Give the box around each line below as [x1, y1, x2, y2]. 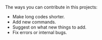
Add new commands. [12, 19, 56, 25]
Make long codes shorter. [12, 14, 65, 19]
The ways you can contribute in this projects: [5, 4, 98, 10]
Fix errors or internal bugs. [12, 30, 67, 35]
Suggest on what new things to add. [12, 24, 87, 30]
